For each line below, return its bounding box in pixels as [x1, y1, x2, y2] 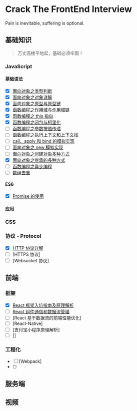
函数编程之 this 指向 [12, 113, 53, 119]
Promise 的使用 [12, 193, 44, 199]
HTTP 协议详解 [12, 245, 43, 251]
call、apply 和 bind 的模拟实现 [12, 138, 75, 144]
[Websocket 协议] [12, 257, 49, 263]
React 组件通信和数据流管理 [12, 308, 70, 314]
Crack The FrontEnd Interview [5, 4, 132, 15]
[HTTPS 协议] [12, 251, 41, 257]
